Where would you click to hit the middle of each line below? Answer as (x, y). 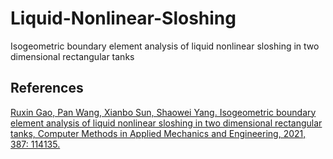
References (47, 88)
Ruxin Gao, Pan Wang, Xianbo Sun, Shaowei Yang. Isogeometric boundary (163, 112)
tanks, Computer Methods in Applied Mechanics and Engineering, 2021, (158, 133)
